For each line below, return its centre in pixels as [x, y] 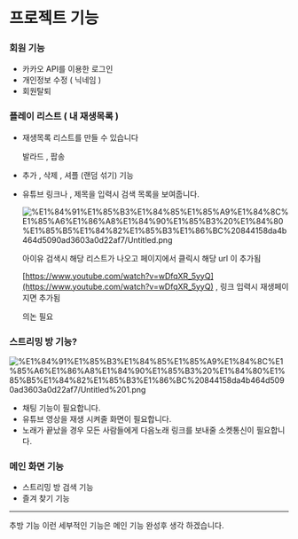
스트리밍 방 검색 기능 [58, 488]
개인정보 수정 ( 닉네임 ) [62, 80]
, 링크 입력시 [237, 286]
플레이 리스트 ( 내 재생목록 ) [64, 116]
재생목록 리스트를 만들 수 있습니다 [80, 137]
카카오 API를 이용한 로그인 [67, 69]
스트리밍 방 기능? [43, 341]
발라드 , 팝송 [43, 156]
